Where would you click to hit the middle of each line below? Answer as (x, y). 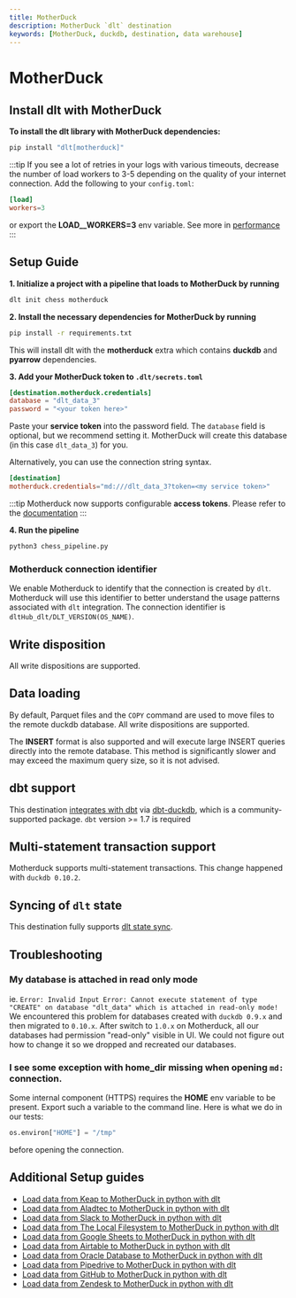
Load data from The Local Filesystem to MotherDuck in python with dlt (151, 1227)
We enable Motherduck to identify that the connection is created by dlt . (140, 588)
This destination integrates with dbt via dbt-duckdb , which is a (123, 809)
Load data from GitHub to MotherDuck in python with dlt (125, 1274)
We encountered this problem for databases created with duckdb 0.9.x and (146, 1016)
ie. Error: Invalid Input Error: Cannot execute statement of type (133, 999)
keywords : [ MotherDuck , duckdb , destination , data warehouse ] (126, 34)
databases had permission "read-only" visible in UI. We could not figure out (147, 1035)
